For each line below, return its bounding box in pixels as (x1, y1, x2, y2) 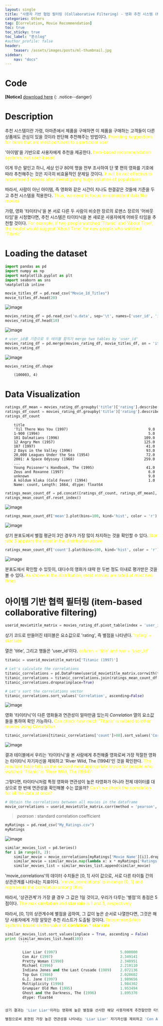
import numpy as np (5, 268, 45, 273)
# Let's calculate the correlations (5, 667, 79, 672)
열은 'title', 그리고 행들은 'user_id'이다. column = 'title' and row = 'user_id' (5, 648, 149, 654)
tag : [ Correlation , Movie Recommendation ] (5, 20, 92, 26)
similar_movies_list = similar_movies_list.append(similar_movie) (14, 863, 151, 868)
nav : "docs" (14, 57, 38, 62)
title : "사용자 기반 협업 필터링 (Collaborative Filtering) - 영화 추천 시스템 (5, 12, 153, 17)
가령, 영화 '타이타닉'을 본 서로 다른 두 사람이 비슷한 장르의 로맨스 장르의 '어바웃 (5, 208, 154, 214)
